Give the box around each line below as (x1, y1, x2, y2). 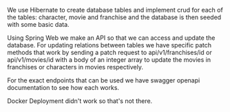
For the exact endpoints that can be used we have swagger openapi (7, 76, 200, 85)
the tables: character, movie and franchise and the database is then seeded (7, 13, 222, 21)
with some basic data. (7, 21, 70, 28)
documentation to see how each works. (7, 84, 119, 91)
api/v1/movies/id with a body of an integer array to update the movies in (7, 56, 211, 64)
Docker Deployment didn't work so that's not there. (7, 97, 153, 105)
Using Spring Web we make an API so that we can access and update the (7, 34, 216, 42)
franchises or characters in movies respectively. (7, 63, 143, 71)
